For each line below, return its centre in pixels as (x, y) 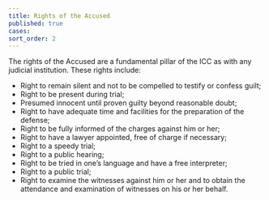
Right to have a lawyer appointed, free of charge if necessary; (123, 138)
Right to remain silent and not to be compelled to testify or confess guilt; (141, 86)
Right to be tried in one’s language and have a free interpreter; (124, 164)
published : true (36, 23)
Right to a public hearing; (62, 155)
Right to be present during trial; (72, 95)
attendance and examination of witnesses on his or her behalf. (124, 189)
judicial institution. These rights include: (75, 70)
